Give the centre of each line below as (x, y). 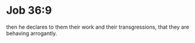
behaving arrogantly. (32, 33)
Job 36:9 (29, 10)
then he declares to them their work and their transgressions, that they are (98, 27)
